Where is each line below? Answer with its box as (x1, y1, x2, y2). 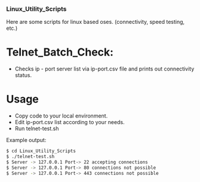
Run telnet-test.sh (14, 125, 59, 132)
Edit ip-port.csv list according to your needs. (14, 119, 125, 126)
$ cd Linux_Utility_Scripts (6, 148, 76, 154)
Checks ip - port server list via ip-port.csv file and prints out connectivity (14, 65, 195, 73)
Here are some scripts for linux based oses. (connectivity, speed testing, (6, 18, 185, 26)
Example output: (6, 137, 47, 144)
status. (14, 72, 32, 79)
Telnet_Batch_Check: (6, 45, 114, 59)
